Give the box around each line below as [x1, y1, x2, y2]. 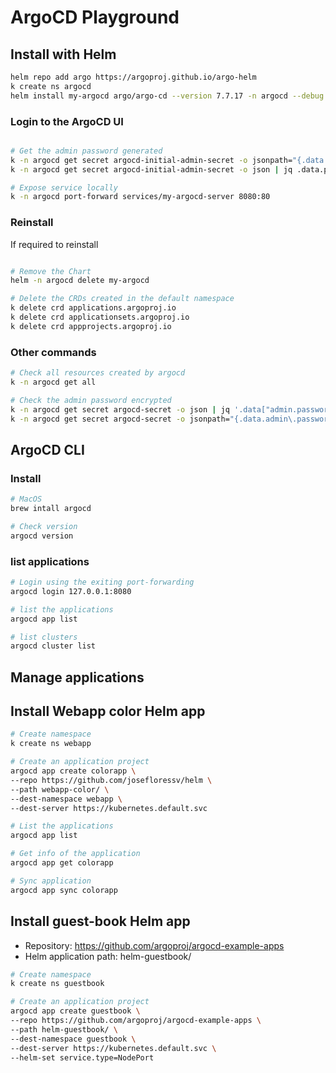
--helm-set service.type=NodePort [10, 1052, 155, 1063]
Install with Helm [10, 46, 117, 63]
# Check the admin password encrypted [10, 395, 172, 405]
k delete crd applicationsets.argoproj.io [10, 312, 190, 323]
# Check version [10, 521, 78, 531]
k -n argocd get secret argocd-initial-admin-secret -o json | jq [10, 164, 293, 175]
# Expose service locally [10, 182, 118, 193]
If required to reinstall [10, 238, 99, 250]
